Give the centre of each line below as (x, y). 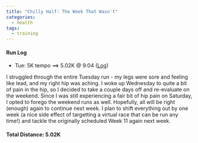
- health (22, 22)
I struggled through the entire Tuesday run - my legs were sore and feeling (97, 77)
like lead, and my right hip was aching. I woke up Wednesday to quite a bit (97, 83)
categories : (21, 17)
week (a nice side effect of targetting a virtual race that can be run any (92, 115)
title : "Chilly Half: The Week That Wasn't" (62, 12)
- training (25, 34)
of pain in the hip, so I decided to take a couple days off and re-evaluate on (98, 90)
